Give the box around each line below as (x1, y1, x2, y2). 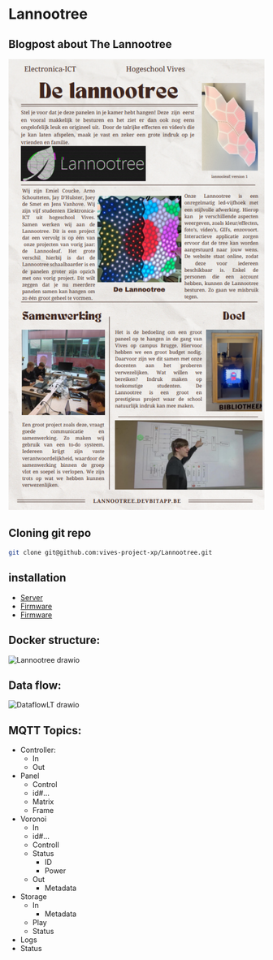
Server (19, 592, 43, 602)
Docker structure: (8, 634, 100, 647)
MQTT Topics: (8, 724, 82, 737)
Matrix (32, 797, 54, 806)
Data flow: (8, 679, 62, 692)
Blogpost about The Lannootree (8, 37, 172, 51)
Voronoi (19, 814, 47, 824)
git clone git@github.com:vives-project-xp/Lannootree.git (8, 549, 213, 557)
